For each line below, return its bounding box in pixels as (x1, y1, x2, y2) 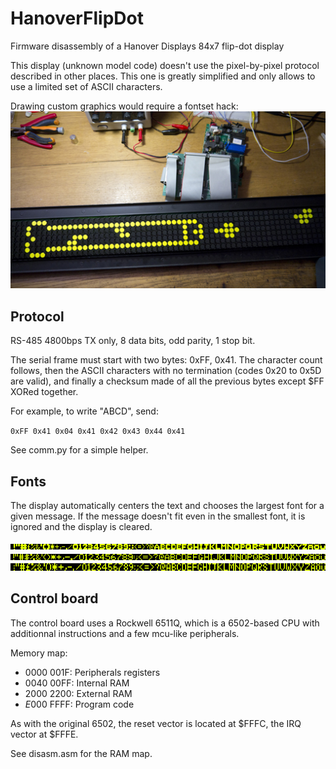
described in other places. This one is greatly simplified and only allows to (10, 70, 316, 82)
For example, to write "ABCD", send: (10, 405, 159, 417)
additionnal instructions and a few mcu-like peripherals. (10, 627, 240, 639)
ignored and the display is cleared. (10, 521, 153, 533)
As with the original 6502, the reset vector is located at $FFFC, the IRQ (10, 717, 302, 729)
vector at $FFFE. (10, 728, 79, 740)
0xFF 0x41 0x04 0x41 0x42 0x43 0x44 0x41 (10, 427, 186, 437)
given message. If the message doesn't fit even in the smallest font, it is (10, 510, 306, 522)
